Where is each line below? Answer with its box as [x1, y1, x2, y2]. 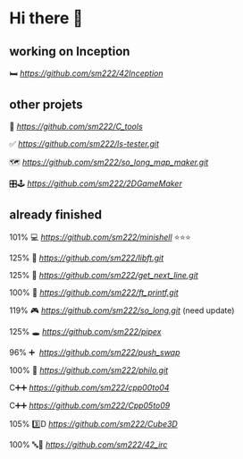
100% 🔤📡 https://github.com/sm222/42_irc [9, 438, 168, 450]
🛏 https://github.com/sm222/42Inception [9, 68, 163, 79]
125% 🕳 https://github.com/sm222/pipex [9, 326, 162, 336]
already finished [9, 208, 103, 223]
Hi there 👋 [9, 8, 83, 29]
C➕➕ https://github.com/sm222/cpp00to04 [9, 382, 170, 393]
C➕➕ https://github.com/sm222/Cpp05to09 [9, 400, 171, 411]
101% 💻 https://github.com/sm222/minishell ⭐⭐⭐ [9, 232, 191, 242]
